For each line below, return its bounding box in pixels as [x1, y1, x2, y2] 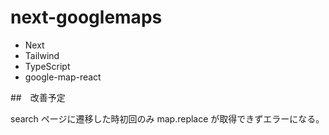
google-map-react [24, 71, 102, 83]
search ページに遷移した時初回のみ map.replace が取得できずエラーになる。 [10, 112, 325, 125]
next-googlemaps [10, 6, 163, 29]
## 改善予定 [10, 91, 66, 103]
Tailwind [24, 49, 60, 61]
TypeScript [24, 60, 71, 72]
